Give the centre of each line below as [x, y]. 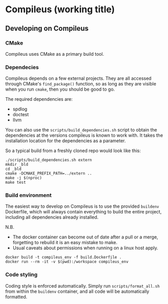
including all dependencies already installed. [52, 217]
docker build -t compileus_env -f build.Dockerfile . [64, 257]
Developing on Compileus [47, 28]
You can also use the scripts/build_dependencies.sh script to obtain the [81, 130]
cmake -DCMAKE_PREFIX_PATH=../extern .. [49, 173]
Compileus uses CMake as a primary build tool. [55, 54]
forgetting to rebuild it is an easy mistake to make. [65, 243]
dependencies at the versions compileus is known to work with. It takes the [84, 135]
